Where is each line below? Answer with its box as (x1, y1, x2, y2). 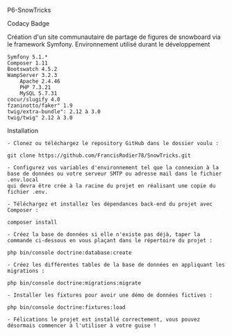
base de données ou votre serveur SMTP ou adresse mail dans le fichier (7, 170, 222, 177)
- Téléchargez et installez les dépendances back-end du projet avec (7, 201, 213, 208)
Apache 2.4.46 (19, 78, 60, 85)
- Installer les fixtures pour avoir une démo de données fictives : (7, 292, 213, 299)
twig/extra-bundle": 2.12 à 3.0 (7, 108, 101, 115)
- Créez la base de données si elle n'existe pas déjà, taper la (7, 231, 200, 238)
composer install (7, 219, 58, 226)
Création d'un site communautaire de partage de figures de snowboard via (7, 33, 221, 41)
